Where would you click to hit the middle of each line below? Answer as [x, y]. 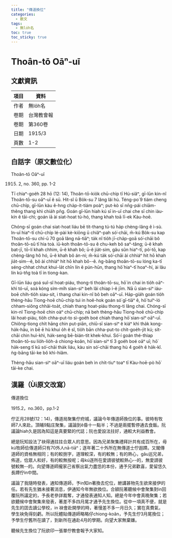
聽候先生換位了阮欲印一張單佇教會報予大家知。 [59, 530]
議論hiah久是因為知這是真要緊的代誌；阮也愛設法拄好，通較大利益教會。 [85, 431]
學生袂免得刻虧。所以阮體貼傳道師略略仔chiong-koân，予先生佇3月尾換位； [88, 514]
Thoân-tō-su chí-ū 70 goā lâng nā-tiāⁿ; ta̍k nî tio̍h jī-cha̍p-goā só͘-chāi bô [86, 238]
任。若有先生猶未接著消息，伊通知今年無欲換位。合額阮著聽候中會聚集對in [86, 489]
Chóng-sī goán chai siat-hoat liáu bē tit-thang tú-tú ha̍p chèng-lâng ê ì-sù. [87, 227]
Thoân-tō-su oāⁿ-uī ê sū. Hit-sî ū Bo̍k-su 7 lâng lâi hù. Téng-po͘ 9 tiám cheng [89, 199]
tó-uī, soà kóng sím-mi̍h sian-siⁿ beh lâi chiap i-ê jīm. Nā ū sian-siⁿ [86, 288]
